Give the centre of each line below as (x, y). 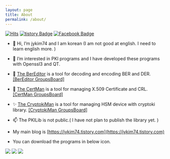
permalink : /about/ (26, 19)
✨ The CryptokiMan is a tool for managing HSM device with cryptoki (84, 104)
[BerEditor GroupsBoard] (38, 79)
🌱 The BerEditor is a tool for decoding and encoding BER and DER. (81, 74)
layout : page (19, 10)
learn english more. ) (34, 49)
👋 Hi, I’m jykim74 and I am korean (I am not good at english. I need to (84, 44)
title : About (19, 15)
